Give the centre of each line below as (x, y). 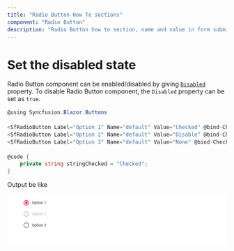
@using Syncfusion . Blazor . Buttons (57, 113)
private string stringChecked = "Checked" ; (84, 164)
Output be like (27, 185)
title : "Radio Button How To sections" (65, 15)
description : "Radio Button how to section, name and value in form (109, 29)
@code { (18, 157)
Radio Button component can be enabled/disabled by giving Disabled (107, 84)
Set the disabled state (72, 64)
